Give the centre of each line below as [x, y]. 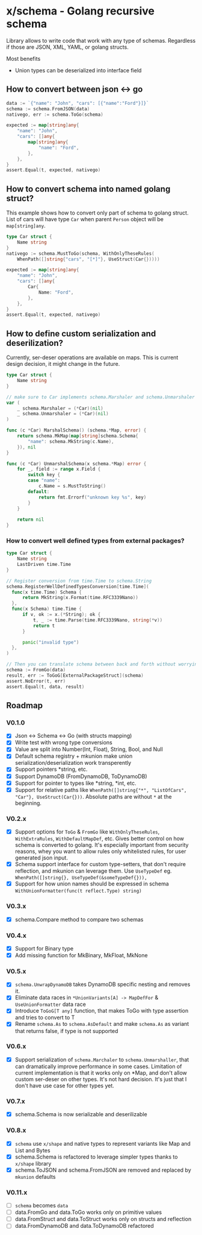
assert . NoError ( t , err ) [36, 681]
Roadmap [25, 705]
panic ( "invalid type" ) [50, 642]
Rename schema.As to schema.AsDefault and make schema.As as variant [102, 1024]
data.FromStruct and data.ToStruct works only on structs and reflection [103, 1219]
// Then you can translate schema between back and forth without [91, 664]
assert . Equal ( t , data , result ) [45, 687]
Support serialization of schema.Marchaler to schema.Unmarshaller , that [102, 1060]
